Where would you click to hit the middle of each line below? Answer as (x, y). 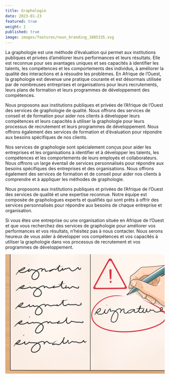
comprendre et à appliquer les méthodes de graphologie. (65, 179)
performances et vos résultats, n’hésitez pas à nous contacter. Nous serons (84, 231)
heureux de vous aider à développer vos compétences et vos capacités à (82, 236)
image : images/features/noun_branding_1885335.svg (60, 37)
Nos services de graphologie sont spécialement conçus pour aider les (78, 147)
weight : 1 (16, 27)
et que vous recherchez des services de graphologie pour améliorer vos (80, 226)
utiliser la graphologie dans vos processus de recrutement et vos (73, 242)
